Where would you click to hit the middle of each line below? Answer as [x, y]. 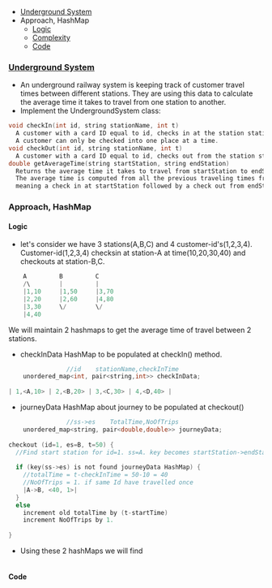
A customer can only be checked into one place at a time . [117, 141]
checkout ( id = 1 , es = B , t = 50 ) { [61, 445]
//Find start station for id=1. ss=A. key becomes [103, 452]
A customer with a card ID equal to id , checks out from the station [135, 156]
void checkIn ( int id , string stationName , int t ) [94, 126]
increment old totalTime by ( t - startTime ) [96, 512]
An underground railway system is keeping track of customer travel [132, 85]
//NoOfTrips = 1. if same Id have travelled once [108, 482]
